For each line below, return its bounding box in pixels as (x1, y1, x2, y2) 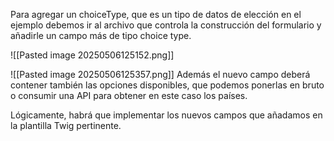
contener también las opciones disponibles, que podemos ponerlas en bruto (10, 79, 325, 91)
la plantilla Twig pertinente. (10, 120, 122, 131)
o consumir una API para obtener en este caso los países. (10, 90, 248, 101)
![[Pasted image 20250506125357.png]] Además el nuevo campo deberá (10, 69, 311, 80)
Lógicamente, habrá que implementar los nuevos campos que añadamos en (10, 109, 323, 121)
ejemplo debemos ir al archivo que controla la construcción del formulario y (10, 19, 322, 31)
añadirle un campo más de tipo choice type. (10, 30, 192, 41)
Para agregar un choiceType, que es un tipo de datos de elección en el (10, 9, 302, 20)
